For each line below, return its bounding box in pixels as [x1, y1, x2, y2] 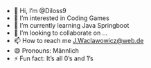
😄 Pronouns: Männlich [13, 46, 80, 55]
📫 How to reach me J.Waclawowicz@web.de [13, 37, 144, 44]
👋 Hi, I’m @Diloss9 [13, 7, 67, 15]
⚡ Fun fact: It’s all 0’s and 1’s [13, 54, 94, 62]
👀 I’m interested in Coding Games [13, 14, 109, 22]
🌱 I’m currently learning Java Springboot [13, 22, 130, 29]
